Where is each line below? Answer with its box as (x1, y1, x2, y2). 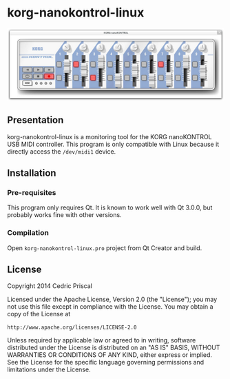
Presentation (7, 114, 64, 126)
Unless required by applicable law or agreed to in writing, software (7, 336, 196, 345)
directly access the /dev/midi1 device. (7, 147, 116, 156)
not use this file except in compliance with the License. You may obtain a (7, 303, 213, 311)
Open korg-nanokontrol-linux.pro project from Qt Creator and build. (7, 243, 202, 252)
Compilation (7, 228, 50, 238)
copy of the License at (7, 310, 71, 318)
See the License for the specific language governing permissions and (7, 358, 205, 367)
